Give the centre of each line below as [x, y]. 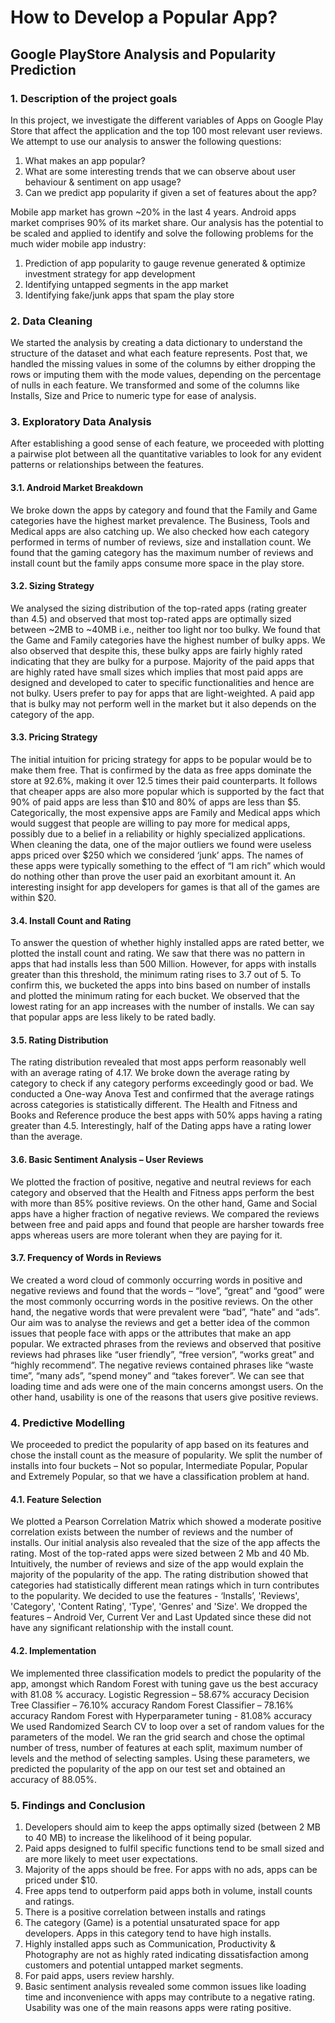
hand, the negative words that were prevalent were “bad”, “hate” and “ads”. [165, 1312]
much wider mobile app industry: [78, 243]
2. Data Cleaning [51, 321]
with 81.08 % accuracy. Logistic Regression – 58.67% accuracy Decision [160, 1694]
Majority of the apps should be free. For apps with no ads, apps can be [171, 1869]
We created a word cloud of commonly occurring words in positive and [156, 1280]
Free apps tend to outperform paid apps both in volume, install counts [168, 1890]
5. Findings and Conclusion [78, 1805]
